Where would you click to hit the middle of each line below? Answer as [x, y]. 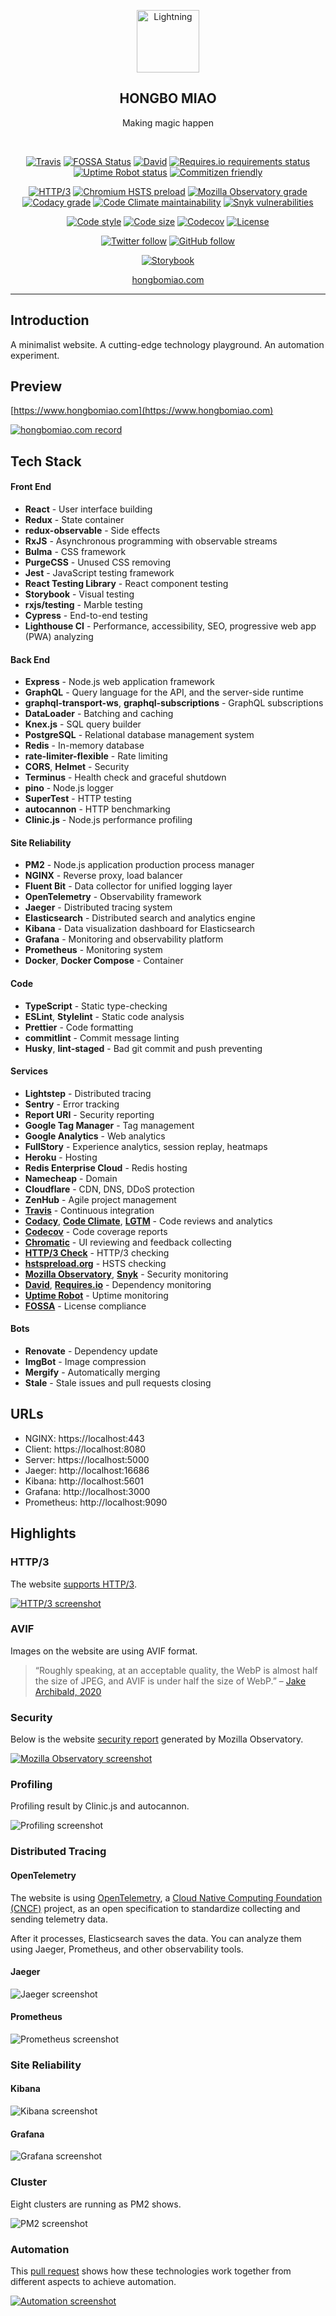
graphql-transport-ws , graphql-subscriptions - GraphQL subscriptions [174, 703]
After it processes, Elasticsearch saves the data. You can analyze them [156, 1938]
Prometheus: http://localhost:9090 [96, 1502]
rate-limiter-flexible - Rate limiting [96, 756]
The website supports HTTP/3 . [73, 1584]
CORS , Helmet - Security [77, 767]
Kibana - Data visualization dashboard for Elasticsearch [140, 929]
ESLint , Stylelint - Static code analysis [104, 1016]
